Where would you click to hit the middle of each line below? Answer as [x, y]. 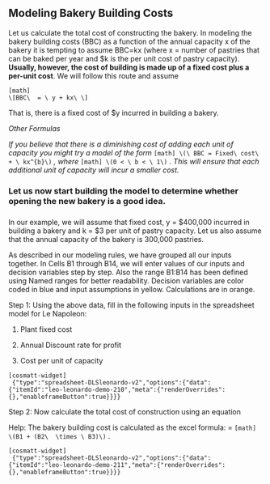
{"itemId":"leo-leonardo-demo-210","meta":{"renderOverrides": [117, 389]
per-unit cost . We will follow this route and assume [94, 75]
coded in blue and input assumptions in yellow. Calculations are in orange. [132, 289]
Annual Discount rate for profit [71, 345]
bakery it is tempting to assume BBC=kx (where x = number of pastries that [134, 50]
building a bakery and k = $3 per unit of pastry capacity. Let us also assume [135, 231]
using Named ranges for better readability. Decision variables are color [126, 280]
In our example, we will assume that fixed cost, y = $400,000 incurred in [129, 222]
